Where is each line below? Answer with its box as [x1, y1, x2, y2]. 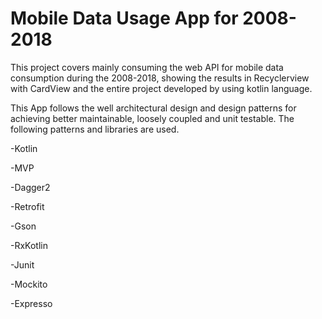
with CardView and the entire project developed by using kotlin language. [10, 82, 313, 94]
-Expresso [10, 297, 53, 309]
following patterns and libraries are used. [10, 123, 180, 135]
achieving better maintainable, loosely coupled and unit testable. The [10, 112, 295, 124]
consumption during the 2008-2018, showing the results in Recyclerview [10, 72, 310, 84]
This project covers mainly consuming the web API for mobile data [10, 61, 284, 73]
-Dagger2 [10, 181, 51, 193]
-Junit [10, 258, 35, 271]
